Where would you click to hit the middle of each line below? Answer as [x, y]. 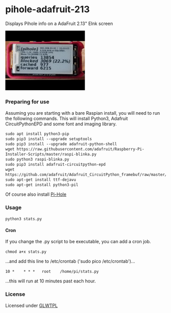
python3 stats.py [24, 219]
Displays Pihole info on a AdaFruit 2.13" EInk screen [59, 23]
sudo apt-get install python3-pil [42, 185]
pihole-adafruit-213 [48, 9]
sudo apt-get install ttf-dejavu [41, 179]
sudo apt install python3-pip [37, 134]
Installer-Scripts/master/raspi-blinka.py [51, 154]
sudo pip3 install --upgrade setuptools [49, 139]
